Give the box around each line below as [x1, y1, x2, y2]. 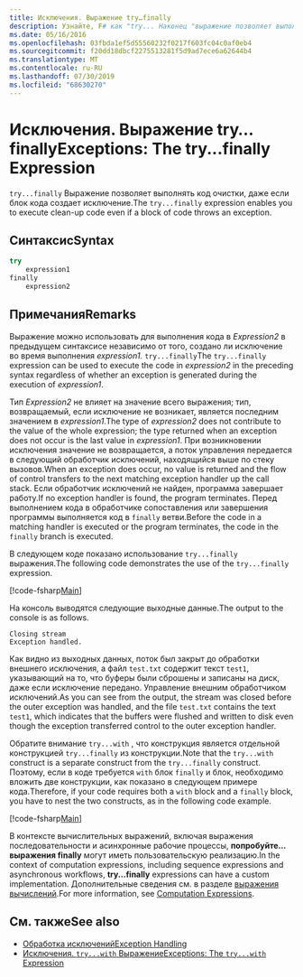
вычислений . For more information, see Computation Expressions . [9, 888, 255, 898]
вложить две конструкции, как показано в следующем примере [9, 776, 258, 786]
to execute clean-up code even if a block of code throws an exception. [9, 207, 272, 218]
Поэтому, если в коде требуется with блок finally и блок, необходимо [9, 767, 284, 777]
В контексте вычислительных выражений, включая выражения [9, 830, 254, 841]
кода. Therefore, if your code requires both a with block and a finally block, [9, 786, 293, 796]
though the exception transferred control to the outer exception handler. [9, 720, 277, 731]
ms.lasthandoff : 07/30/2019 [9, 72, 115, 81]
